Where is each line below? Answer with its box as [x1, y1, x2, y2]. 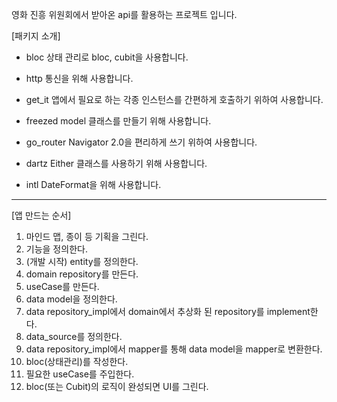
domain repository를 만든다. [25, 268, 139, 280]
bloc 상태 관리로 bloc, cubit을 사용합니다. [25, 51, 189, 63]
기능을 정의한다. [25, 243, 88, 255]
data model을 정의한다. [25, 293, 118, 305]
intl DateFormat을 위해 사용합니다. [25, 179, 162, 190]
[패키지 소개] [11, 30, 61, 42]
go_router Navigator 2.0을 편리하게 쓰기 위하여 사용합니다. [25, 136, 258, 148]
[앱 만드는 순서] [11, 209, 72, 221]
